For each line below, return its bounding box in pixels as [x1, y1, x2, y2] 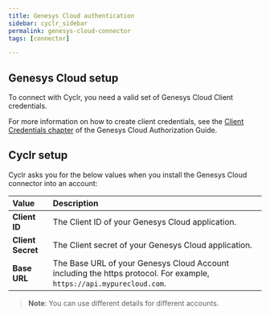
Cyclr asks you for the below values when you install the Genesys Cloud [8, 170, 247, 180]
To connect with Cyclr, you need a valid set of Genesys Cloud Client [8, 93, 234, 102]
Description [52, 197, 99, 209]
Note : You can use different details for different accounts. [27, 298, 219, 308]
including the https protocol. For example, [52, 267, 211, 279]
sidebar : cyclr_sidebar [8, 19, 88, 27]
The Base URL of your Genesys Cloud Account [52, 257, 229, 268]
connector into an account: [8, 178, 98, 188]
